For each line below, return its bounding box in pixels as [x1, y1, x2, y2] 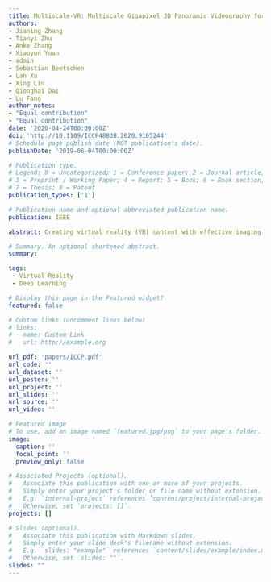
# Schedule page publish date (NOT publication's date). [8, 139, 204, 148]
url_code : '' [8, 360, 52, 368]
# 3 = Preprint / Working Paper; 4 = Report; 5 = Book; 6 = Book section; [8, 177, 265, 185]
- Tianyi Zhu [8, 34, 52, 43]
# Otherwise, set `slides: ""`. [8, 554, 125, 563]
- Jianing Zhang [8, 27, 63, 35]
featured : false [8, 301, 63, 310]
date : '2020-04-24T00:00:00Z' [8, 124, 110, 132]
